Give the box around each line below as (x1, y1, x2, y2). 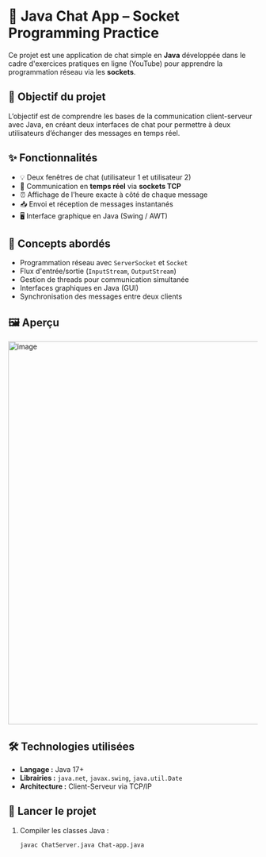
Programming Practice (8, 24, 160, 42)
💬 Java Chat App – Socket (8, 7, 180, 25)
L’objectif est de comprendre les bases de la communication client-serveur (8, 111, 253, 121)
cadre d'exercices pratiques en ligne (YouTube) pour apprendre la (8, 59, 223, 68)
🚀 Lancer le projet (8, 805, 97, 818)
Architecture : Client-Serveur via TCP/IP (19, 782, 153, 791)
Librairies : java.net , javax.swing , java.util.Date (19, 774, 183, 782)
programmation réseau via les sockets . (8, 67, 136, 76)
